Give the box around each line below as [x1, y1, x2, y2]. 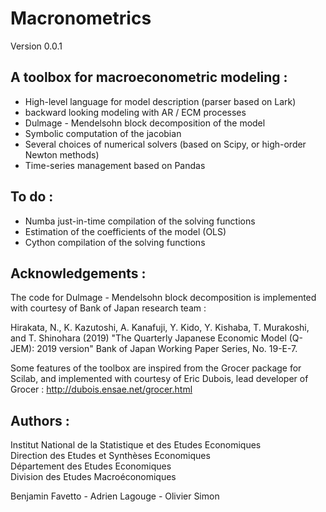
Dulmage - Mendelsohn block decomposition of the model [24, 117, 266, 129]
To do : [10, 188, 54, 206]
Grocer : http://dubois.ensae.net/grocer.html [10, 383, 193, 396]
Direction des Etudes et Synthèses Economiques [10, 450, 211, 462]
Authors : [10, 412, 70, 429]
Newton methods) [24, 148, 100, 161]
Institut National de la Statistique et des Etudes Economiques [10, 439, 262, 451]
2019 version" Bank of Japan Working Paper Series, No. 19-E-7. [36, 343, 298, 355]
